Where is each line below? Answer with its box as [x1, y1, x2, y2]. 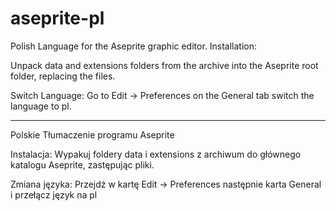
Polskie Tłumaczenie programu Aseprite [10, 128, 175, 141]
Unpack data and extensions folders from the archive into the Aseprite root [10, 59, 319, 71]
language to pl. [10, 100, 72, 112]
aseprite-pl [10, 7, 105, 30]
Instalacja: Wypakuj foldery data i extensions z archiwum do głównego [10, 148, 302, 160]
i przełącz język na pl [10, 188, 98, 201]
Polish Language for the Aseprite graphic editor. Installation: [10, 40, 258, 52]
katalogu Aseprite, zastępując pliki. [10, 158, 155, 171]
